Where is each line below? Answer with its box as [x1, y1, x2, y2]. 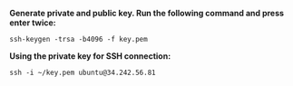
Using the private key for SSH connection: [9, 51, 171, 62]
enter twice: [9, 17, 56, 28]
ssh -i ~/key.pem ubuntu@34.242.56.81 [9, 68, 156, 77]
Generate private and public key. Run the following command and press [9, 8, 284, 18]
